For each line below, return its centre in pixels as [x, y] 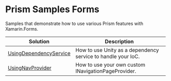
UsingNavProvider [30, 68]
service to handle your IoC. [108, 56]
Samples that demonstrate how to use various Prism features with [74, 23]
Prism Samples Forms [52, 9]
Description [119, 41]
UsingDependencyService [39, 53]
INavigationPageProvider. [106, 71]
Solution [39, 41]
